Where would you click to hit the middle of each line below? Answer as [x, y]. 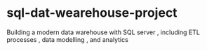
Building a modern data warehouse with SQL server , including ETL [103, 32]
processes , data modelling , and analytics [68, 39]
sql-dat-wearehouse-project [92, 13]
